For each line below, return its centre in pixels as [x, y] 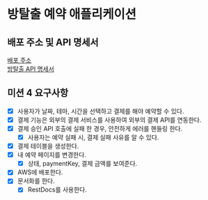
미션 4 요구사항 [38, 93]
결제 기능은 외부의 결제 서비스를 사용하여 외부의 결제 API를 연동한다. [109, 120]
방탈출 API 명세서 [31, 69]
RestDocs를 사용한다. [57, 190]
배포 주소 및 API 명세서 [53, 42]
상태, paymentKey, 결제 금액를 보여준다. [82, 164]
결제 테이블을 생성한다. [48, 146]
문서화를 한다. [36, 181]
